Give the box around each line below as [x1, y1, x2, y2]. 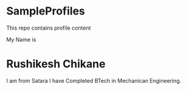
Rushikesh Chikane [6, 57, 106, 71]
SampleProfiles [6, 4, 86, 18]
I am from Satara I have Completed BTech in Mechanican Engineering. [6, 77, 182, 84]
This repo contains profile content [6, 24, 91, 31]
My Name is [6, 36, 36, 43]
